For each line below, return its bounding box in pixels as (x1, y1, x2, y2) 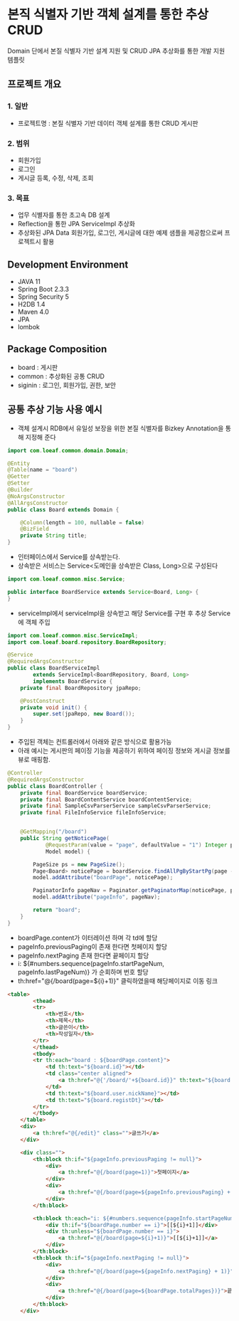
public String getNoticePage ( (20, 835, 110, 842)
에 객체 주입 (17, 617, 51, 626)
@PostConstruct (20, 697, 65, 704)
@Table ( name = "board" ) (7, 467, 78, 474)
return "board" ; (33, 906, 81, 914)
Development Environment (7, 258, 129, 270)
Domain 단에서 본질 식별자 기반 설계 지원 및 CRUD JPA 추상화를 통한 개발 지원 (7, 46, 225, 55)
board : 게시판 (17, 363, 58, 371)
